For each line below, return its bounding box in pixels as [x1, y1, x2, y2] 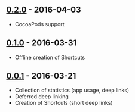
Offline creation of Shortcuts [14, 54, 85, 61]
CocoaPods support [14, 20, 65, 27]
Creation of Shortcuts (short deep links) [14, 99, 113, 107]
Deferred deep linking [14, 93, 69, 100]
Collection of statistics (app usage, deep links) [14, 86, 130, 94]
